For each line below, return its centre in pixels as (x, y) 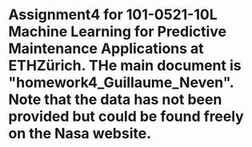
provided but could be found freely (126, 117)
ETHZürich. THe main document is (125, 66)
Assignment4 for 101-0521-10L (113, 15)
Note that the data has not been (115, 99)
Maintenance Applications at (106, 49)
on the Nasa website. (80, 134)
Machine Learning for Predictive (117, 32)
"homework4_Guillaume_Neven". (121, 83)
